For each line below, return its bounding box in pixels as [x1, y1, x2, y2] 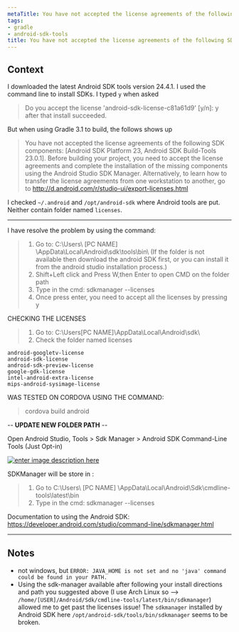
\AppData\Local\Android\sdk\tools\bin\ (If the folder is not [35, 247, 205, 256]
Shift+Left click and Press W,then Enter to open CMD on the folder [35, 270, 230, 279]
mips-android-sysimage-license [7, 380, 100, 388]
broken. [17, 618, 41, 626]
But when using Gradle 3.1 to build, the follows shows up [7, 125, 173, 133]
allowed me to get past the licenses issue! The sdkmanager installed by [17, 603, 223, 611]
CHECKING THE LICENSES [7, 314, 87, 323]
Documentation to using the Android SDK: [7, 512, 130, 521]
